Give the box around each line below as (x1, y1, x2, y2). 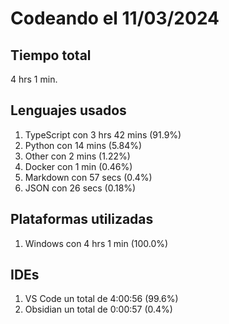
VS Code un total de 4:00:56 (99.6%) (24, 293, 179, 305)
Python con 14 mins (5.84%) (24, 139, 143, 151)
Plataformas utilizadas (10, 211, 154, 228)
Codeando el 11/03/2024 (10, 7, 220, 30)
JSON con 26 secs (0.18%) (24, 182, 137, 194)
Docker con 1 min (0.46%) (24, 160, 133, 172)
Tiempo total (10, 47, 92, 64)
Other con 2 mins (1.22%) (24, 150, 131, 162)
